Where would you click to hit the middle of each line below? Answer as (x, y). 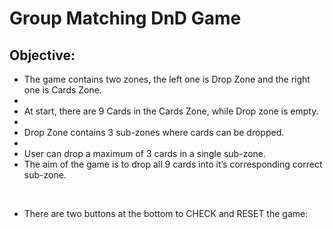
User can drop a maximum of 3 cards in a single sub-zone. (145, 153)
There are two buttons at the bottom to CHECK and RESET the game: (166, 213)
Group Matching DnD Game (125, 18)
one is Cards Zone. (62, 90)
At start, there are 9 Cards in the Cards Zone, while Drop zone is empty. (171, 111)
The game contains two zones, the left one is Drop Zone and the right (167, 79)
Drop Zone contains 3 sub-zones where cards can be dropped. (154, 132)
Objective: (42, 55)
